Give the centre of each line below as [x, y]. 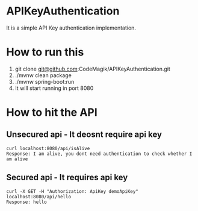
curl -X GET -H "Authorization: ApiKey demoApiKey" [72, 191]
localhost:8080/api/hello [39, 197]
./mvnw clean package [43, 75]
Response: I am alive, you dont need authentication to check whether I [99, 154]
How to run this [45, 52]
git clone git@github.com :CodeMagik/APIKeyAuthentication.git [92, 69]
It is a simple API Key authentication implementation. [71, 28]
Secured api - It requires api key [67, 178]
